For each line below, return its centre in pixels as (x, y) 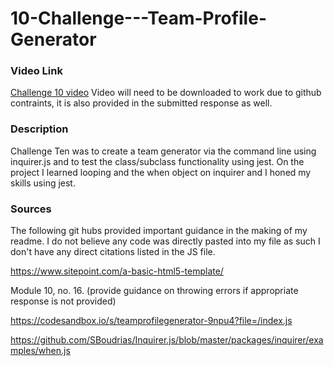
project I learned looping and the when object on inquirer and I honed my (161, 172)
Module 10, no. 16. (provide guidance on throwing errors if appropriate (154, 291)
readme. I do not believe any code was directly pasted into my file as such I (165, 241)
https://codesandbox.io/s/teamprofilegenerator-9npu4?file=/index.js (151, 321)
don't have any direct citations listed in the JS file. (113, 252)
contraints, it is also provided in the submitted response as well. (141, 103)
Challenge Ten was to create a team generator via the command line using (163, 151)
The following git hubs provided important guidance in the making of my (159, 231)
